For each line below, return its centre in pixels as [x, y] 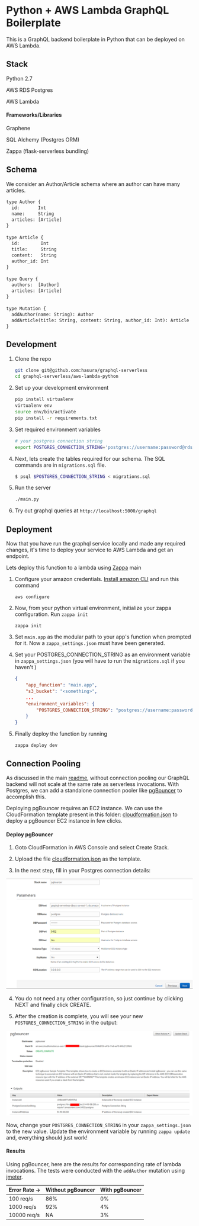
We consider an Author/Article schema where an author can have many [93, 184]
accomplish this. [26, 797]
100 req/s [21, 1198]
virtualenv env [33, 406]
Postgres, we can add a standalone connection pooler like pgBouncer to [94, 790]
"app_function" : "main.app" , [62, 685]
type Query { [22, 279]
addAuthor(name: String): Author [53, 314]
